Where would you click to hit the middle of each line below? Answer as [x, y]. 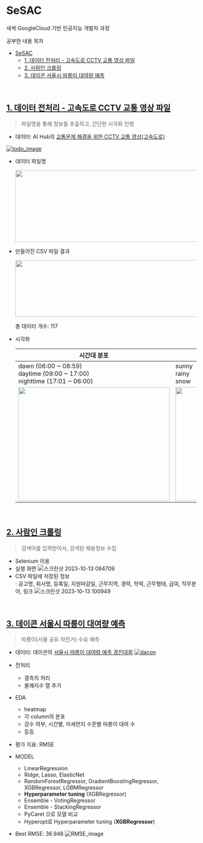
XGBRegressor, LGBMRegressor [64, 788]
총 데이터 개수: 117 [37, 326]
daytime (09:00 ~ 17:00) [53, 373]
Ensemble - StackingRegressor [63, 807]
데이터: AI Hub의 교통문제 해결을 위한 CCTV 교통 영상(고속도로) [90, 136]
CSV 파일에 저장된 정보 [42, 576]
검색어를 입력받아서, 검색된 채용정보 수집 [69, 548]
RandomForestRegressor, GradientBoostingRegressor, [91, 781]
